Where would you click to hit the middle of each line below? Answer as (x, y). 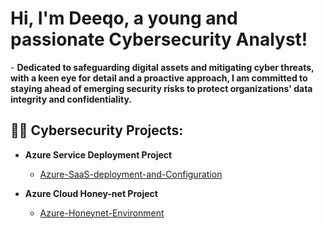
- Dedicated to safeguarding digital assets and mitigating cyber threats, (162, 67)
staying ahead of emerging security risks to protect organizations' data (161, 88)
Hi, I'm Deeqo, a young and (124, 18)
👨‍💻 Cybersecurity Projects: (97, 130)
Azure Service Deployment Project (98, 154)
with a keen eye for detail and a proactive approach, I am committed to (159, 78)
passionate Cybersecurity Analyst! (159, 39)
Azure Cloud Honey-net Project (91, 193)
